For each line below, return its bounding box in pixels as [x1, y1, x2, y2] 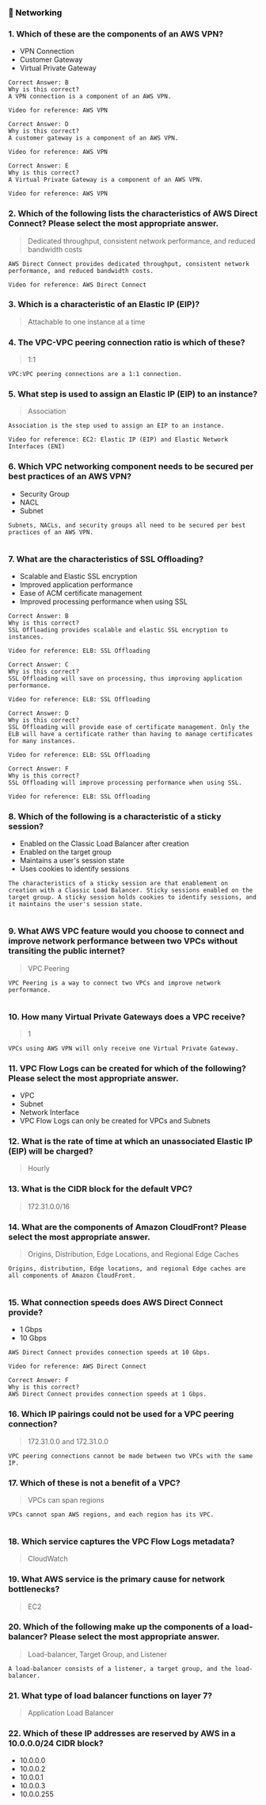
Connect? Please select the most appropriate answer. [8, 218, 219, 229]
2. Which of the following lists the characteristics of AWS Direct [8, 208, 258, 219]
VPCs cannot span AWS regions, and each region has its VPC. [8, 1511, 215, 1519]
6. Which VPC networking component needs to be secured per [8, 461, 254, 472]
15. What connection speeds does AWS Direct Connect [8, 1297, 223, 1308]
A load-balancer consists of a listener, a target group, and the [8, 1665, 232, 1673]
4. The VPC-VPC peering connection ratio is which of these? [8, 336, 245, 348]
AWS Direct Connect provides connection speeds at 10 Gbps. [8, 1349, 211, 1357]
